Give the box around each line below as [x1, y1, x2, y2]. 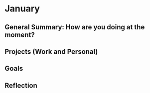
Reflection [4, 81, 38, 90]
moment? [4, 30, 35, 39]
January [4, 3, 40, 14]
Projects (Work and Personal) [4, 47, 98, 56]
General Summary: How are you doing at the [4, 23, 145, 31]
